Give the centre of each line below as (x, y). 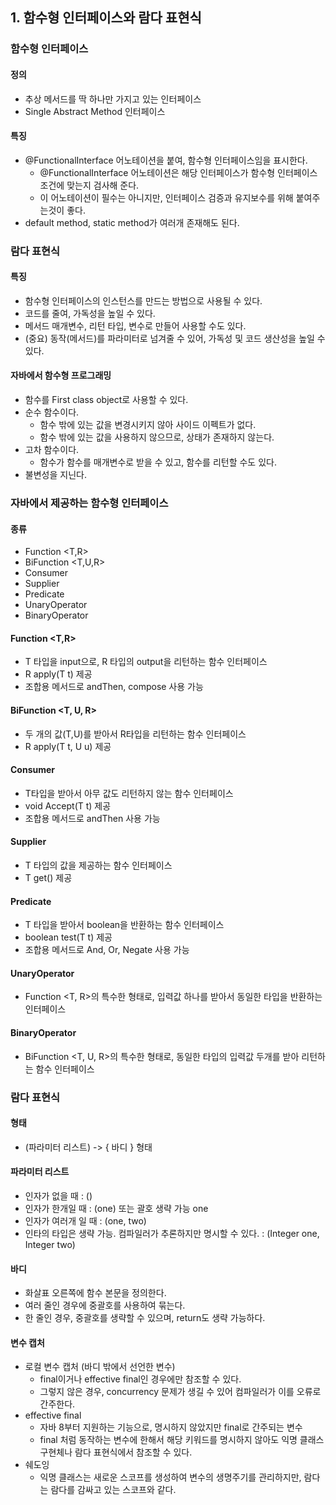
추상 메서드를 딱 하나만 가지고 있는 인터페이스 (113, 99)
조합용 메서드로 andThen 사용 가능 (92, 818)
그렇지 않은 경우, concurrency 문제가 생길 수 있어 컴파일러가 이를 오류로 (180, 1392)
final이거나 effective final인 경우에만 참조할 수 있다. (140, 1379)
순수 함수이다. (52, 412)
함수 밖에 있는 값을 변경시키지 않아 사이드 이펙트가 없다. (148, 425)
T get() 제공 (48, 877)
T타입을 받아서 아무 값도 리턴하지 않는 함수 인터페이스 (129, 793)
